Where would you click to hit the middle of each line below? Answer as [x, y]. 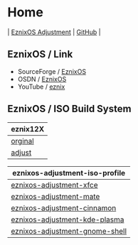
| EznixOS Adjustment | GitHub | [54, 32]
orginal [22, 141]
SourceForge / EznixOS [52, 71]
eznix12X [28, 129]
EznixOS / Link [40, 54]
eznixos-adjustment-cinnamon [64, 208]
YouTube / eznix [41, 87]
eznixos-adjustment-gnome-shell [69, 231]
